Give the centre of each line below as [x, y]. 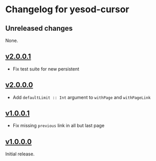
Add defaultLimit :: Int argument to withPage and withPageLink [82, 97]
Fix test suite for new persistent [46, 69]
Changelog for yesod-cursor [67, 9]
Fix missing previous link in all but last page [59, 126]
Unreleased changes [39, 28]
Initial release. [20, 154]
